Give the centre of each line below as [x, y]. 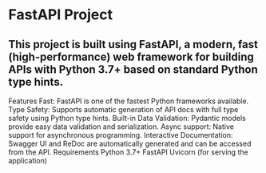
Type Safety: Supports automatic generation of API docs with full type [123, 109]
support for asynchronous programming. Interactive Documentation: [121, 135]
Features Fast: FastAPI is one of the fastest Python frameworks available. [129, 101]
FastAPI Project [61, 15]
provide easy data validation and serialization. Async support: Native [121, 127]
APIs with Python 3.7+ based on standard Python [133, 69]
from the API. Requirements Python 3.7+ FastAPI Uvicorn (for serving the [129, 152]
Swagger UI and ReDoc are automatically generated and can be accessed [130, 143]
